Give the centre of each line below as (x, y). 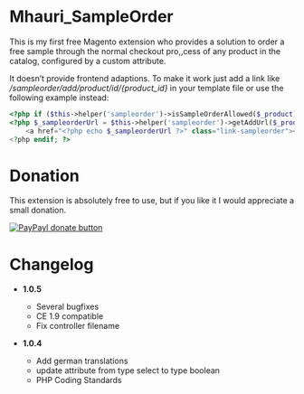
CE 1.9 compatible (70, 316)
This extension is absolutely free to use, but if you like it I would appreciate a (152, 201)
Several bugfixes (67, 307)
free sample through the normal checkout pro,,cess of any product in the (145, 51)
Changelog (52, 264)
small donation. (38, 211)
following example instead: (59, 98)
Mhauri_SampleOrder (91, 17)
